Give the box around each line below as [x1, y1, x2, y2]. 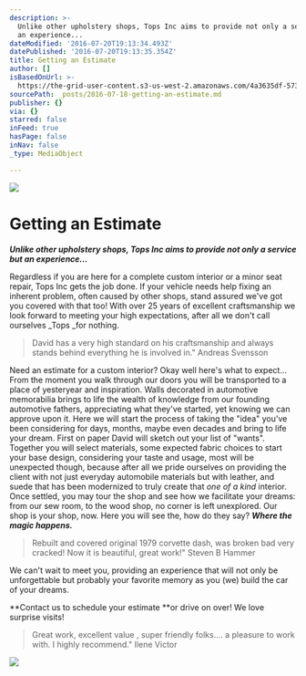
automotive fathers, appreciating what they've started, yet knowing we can [9, 403, 291, 414]
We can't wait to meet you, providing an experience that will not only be [9, 565, 279, 576]
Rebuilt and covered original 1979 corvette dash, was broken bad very [31, 537, 294, 548]
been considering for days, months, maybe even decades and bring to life [9, 422, 287, 433]
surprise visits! [9, 611, 65, 622]
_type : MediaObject [9, 149, 84, 158]
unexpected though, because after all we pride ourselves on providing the [9, 462, 287, 473]
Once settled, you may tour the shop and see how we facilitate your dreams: [9, 490, 296, 502]
